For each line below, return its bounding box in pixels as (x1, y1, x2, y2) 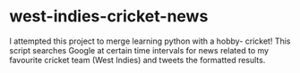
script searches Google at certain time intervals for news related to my (9, 45, 270, 55)
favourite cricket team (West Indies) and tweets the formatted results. (9, 54, 266, 65)
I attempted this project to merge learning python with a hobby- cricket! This (9, 36, 291, 46)
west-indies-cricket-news (9, 6, 209, 27)
